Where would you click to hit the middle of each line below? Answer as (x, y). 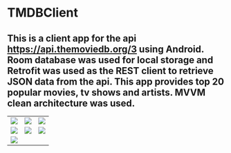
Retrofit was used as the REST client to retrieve (110, 71)
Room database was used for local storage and (110, 60)
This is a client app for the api (72, 38)
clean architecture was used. (71, 103)
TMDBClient (43, 13)
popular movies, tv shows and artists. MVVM (107, 92)
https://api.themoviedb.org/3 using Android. (105, 49)
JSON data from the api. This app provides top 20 (116, 81)
